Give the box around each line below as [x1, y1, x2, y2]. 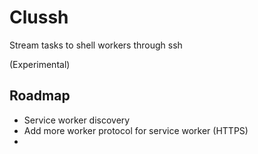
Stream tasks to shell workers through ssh [9, 39, 183, 51]
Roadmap [9, 87, 71, 105]
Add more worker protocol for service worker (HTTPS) [23, 124, 249, 136]
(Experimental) [9, 58, 71, 70]
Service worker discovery [23, 114, 131, 126]
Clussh [9, 6, 69, 29]
